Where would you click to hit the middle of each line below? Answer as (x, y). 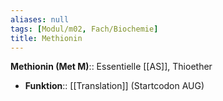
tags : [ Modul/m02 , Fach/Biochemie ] (84, 29)
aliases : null (40, 19)
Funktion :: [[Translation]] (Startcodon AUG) (114, 86)
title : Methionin (46, 38)
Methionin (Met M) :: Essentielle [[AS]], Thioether (111, 67)
